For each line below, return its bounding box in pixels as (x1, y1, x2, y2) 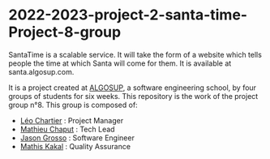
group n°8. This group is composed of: (8, 100, 138, 110)
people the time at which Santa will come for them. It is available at (8, 58, 232, 68)
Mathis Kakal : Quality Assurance (19, 141, 131, 151)
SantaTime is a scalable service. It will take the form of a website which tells (8, 49, 262, 59)
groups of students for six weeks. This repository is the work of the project (8, 91, 259, 101)
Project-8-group (8, 23, 122, 41)
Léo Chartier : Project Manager (19, 115, 124, 125)
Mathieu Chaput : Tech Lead (19, 124, 115, 134)
